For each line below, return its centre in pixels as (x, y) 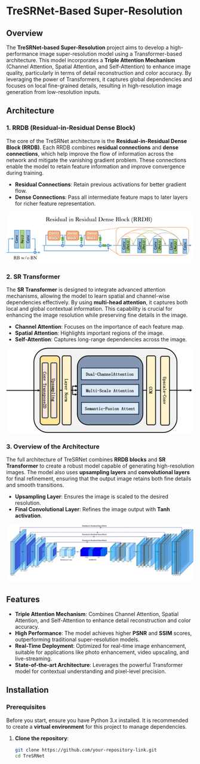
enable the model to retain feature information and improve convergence (96, 166)
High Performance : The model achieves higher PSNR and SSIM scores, (103, 633)
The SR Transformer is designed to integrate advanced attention (86, 290)
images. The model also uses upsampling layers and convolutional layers (98, 472)
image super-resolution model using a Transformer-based (111, 54)
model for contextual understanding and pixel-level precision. (90, 671)
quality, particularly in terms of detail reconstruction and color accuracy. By (99, 73)
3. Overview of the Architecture (53, 446)
